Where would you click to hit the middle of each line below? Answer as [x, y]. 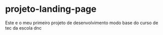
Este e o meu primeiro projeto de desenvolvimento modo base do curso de [82, 23]
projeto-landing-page [51, 9]
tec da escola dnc [23, 28]
